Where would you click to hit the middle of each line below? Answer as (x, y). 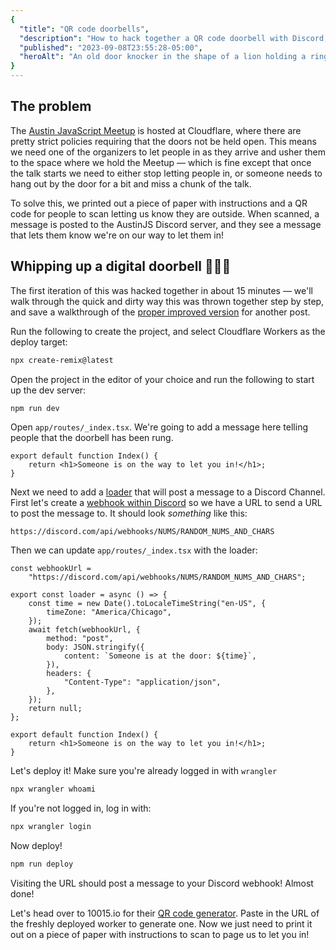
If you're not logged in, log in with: (81, 808)
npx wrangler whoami (53, 789)
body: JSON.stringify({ (95, 647)
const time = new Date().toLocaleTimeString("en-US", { (147, 604)
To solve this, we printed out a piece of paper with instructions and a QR (159, 203)
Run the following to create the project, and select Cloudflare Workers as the (168, 331)
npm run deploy (42, 864)
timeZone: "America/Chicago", (109, 612)
